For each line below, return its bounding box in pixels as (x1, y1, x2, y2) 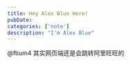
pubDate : (7, 17, 33, 23)
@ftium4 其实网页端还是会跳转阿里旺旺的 (7, 49, 125, 57)
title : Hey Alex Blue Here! (7, 10, 89, 17)
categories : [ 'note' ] (7, 23, 70, 30)
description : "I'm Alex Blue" (7, 29, 95, 36)
